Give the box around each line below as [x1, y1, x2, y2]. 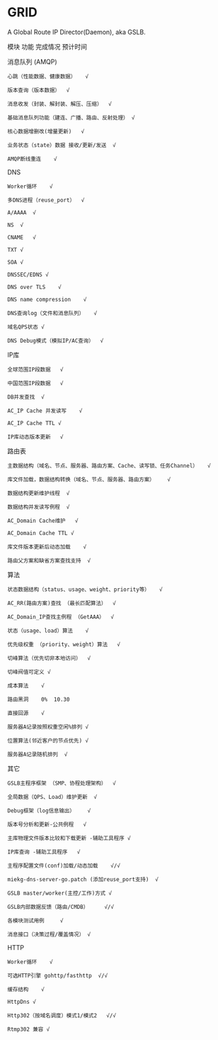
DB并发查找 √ [7, 393, 45, 401]
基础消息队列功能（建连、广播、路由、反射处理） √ [7, 114, 135, 121]
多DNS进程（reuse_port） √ [7, 197, 85, 204]
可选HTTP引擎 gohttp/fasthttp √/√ [7, 972, 108, 979]
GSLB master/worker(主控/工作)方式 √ [7, 890, 112, 897]
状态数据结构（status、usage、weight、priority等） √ [7, 586, 163, 593]
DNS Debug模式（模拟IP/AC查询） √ [7, 337, 104, 344]
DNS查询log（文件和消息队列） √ [7, 309, 98, 316]
